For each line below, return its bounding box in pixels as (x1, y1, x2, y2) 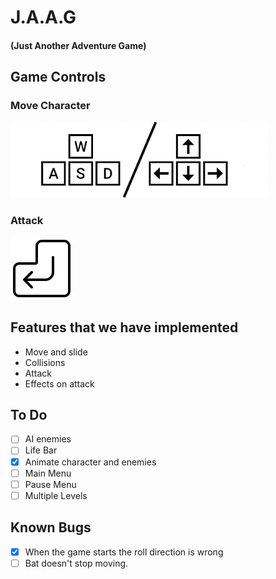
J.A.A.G (10, 6, 77, 29)
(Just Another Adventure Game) (10, 39, 147, 51)
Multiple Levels (24, 489, 88, 501)
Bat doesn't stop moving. (24, 557, 129, 569)
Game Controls (10, 69, 107, 86)
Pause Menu (24, 478, 77, 490)
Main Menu (24, 467, 72, 479)
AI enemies (24, 433, 72, 445)
